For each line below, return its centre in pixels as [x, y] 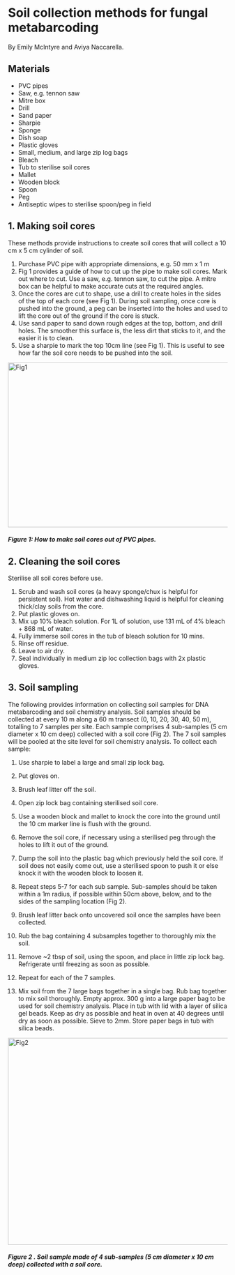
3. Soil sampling [43, 688]
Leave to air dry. [41, 650]
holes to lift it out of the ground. [63, 844]
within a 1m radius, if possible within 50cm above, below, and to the [115, 894]
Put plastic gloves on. [49, 613]
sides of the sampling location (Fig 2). [73, 901]
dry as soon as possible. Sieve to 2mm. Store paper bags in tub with [116, 1021]
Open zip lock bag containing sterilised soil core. [88, 802]
